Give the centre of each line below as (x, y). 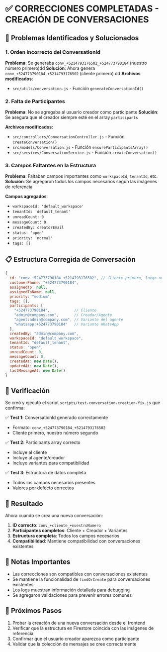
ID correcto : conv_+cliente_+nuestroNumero (56, 525)
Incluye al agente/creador (39, 458)
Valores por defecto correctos (43, 488)
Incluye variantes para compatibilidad (51, 463)
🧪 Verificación (27, 390)
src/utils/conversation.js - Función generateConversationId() (78, 88)
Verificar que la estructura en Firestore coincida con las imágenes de (83, 628)
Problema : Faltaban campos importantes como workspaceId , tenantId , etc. (82, 176)
